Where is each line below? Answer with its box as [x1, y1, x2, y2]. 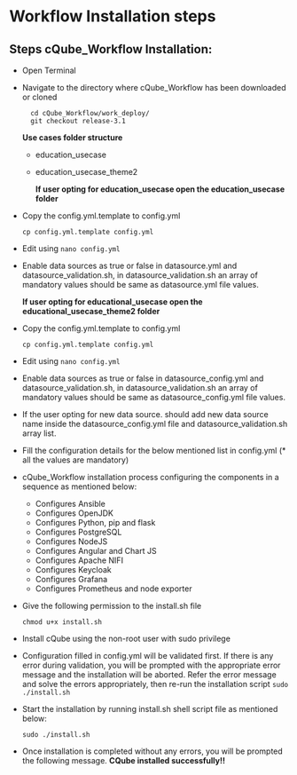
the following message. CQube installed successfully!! [21, 755, 226, 765]
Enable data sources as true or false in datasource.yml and [21, 260, 238, 271]
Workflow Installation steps [9, 6, 216, 27]
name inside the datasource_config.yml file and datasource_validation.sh [21, 419, 288, 429]
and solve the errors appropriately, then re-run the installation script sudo [21, 679, 289, 689]
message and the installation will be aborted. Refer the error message [21, 669, 277, 680]
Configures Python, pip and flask [35, 518, 156, 527]
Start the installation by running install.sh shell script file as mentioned [21, 704, 278, 714]
